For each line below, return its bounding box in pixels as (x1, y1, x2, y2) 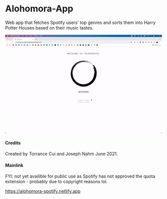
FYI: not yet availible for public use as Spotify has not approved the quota (5, 173, 156, 180)
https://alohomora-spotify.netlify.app (5, 188, 81, 195)
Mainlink (5, 162, 24, 168)
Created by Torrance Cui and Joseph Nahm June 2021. (5, 151, 118, 157)
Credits (5, 140, 21, 146)
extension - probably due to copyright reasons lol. (5, 179, 108, 185)
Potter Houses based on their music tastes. (5, 24, 93, 30)
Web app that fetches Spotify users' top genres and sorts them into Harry (5, 19, 156, 25)
